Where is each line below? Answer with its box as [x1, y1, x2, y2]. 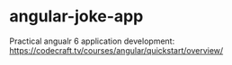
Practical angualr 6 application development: [9, 36, 175, 46]
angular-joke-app [9, 6, 144, 27]
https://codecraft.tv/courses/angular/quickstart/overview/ [9, 45, 224, 55]
